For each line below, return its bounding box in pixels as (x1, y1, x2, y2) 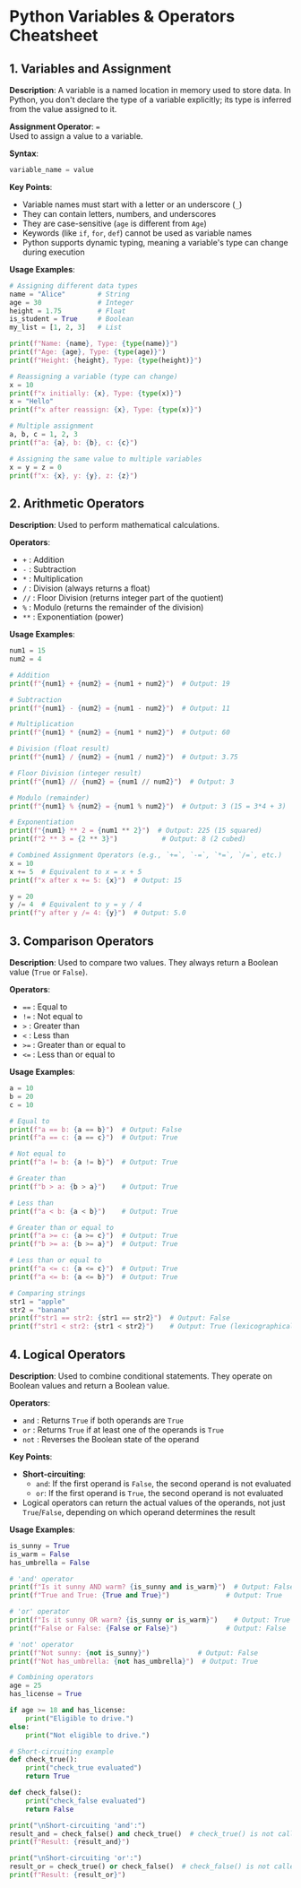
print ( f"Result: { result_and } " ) (9, 1838, 130, 1847)
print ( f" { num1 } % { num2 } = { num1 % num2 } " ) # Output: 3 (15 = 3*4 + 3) (9, 801, 287, 810)
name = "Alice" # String (9, 290, 130, 299)
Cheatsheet (9, 25, 99, 46)
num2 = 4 (9, 654, 42, 664)
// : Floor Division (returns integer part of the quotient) (21, 593, 224, 603)
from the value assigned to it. (9, 104, 117, 114)
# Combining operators (9, 1673, 94, 1682)
